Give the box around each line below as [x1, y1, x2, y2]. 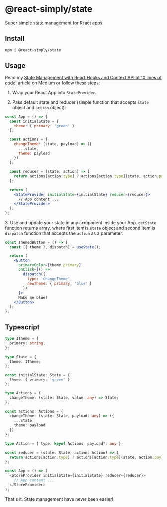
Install [5, 34, 25, 43]
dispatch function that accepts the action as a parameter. [5, 230, 123, 236]
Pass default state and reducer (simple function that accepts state [12, 99, 149, 105]
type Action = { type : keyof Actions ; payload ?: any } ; [5, 441, 123, 446]
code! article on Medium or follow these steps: [5, 80, 100, 86]
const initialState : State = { [5, 373, 70, 378]
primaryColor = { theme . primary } [18, 262, 81, 267]
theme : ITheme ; [9, 359, 41, 364]
